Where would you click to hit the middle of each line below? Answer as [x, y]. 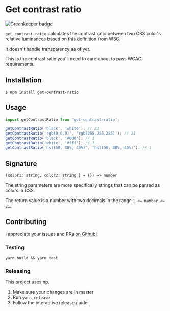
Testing [15, 248]
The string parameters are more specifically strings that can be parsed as [83, 185]
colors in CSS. [20, 190]
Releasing [18, 271]
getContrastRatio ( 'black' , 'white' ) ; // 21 [52, 129]
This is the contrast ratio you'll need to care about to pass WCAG [74, 59]
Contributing [26, 222]
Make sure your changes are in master [53, 292]
